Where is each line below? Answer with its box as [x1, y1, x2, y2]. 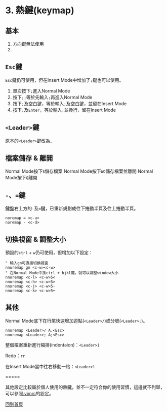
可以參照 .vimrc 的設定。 [5, 390, 54, 396]
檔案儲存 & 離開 [5, 154, 53, 163]
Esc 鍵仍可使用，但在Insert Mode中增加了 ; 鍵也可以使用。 [5, 77, 124, 83]
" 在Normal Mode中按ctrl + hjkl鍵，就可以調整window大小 [5, 270, 119, 276]
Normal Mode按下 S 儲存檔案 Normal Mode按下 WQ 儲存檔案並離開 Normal [5, 168, 153, 174]
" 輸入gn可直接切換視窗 [5, 261, 49, 266]
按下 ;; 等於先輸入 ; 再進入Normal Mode [12, 94, 93, 100]
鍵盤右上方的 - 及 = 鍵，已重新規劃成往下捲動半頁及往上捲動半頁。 [5, 205, 139, 211]
